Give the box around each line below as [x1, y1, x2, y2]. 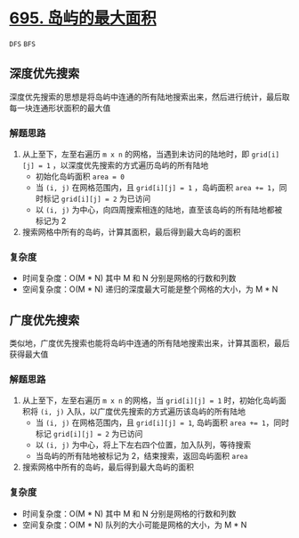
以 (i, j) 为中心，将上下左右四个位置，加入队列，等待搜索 [35, 439, 252, 450]
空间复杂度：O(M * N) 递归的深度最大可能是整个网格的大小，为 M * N [21, 284, 279, 294]
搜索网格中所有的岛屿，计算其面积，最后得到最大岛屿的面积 [21, 227, 241, 237]
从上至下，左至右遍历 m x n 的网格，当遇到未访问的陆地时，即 [21, 149, 250, 160]
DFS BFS [9, 39, 36, 49]
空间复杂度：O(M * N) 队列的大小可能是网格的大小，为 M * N [21, 519, 247, 530]
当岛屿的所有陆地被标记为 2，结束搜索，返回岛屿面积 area [35, 451, 248, 462]
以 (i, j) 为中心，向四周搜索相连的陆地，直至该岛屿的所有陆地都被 [35, 205, 283, 215]
